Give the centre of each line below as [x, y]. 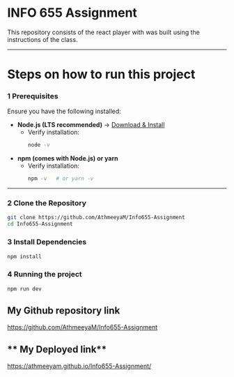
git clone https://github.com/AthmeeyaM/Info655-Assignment [96, 218]
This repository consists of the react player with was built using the [104, 32]
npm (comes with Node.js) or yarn [68, 158]
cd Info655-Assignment [40, 224]
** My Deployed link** [57, 349]
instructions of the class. [42, 39]
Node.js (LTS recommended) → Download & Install [91, 125]
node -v [39, 145]
